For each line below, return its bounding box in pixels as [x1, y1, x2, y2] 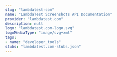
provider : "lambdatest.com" [5, 16, 64, 21]
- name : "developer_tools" [5, 40, 61, 45]
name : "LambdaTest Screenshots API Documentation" [5, 12, 113, 17]
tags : [5, 35, 16, 40]
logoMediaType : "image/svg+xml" [5, 30, 72, 35]
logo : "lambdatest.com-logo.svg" [5, 26, 75, 31]
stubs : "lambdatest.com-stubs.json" [5, 44, 81, 49]
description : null [5, 21, 43, 26]
